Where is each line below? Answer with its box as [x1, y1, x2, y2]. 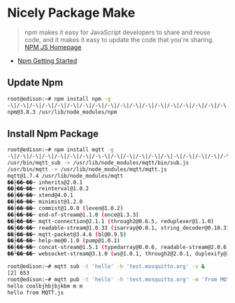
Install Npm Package [7, 127, 99, 139]
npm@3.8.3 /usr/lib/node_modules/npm [7, 108, 117, 115]
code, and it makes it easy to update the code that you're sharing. [24, 35, 215, 43]
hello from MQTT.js [7, 289, 64, 296]
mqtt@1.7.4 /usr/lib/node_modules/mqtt [7, 172, 124, 179]
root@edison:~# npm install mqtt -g [7, 146, 114, 153]
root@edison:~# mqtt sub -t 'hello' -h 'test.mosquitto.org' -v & [7, 263, 205, 270]
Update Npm [7, 77, 64, 89]
